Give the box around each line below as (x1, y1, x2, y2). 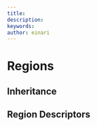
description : (7, 16, 44, 23)
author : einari (7, 29, 50, 36)
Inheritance (7, 85, 57, 97)
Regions (7, 59, 54, 74)
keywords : (7, 23, 35, 29)
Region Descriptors (7, 109, 90, 120)
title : (7, 10, 26, 17)
